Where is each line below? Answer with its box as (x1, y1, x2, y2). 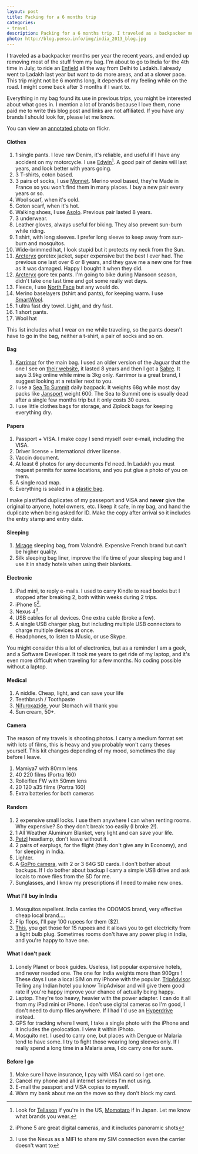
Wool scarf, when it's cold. (15, 196, 80, 203)
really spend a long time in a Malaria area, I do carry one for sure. (15, 1045, 174, 1051)
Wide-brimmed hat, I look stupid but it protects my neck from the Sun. (15, 246, 185, 253)
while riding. (15, 227, 46, 234)
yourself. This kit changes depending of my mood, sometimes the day (6, 747, 176, 754)
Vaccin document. (15, 454, 59, 461)
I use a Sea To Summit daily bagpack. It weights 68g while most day (15, 384, 180, 391)
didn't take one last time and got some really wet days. (15, 277, 148, 284)
